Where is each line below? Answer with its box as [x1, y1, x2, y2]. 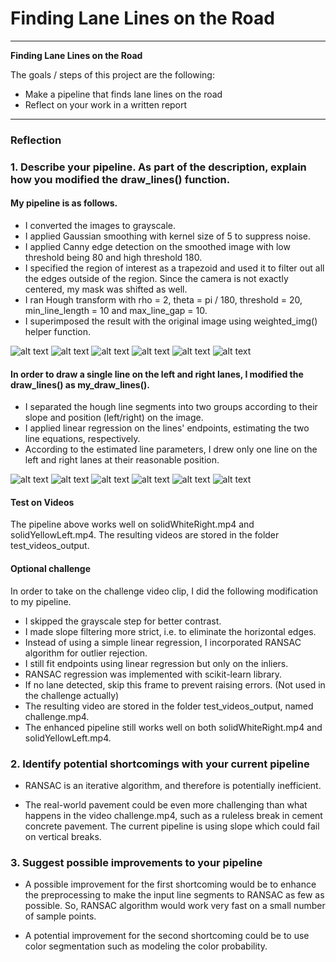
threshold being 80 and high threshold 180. [24, 251, 203, 263]
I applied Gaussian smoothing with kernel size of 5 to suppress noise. [24, 230, 311, 242]
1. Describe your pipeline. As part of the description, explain [10, 160, 307, 174]
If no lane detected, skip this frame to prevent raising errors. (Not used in [24, 678, 326, 691]
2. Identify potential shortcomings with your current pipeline [10, 757, 310, 771]
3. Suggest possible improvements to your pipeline [10, 855, 263, 869]
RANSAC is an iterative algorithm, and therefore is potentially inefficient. [24, 779, 322, 791]
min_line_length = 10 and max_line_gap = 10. [24, 304, 208, 316]
